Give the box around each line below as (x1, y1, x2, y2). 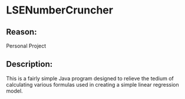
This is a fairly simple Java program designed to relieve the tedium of (6, 74, 174, 82)
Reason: (6, 27, 37, 37)
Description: (6, 59, 53, 69)
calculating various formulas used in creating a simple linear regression (6, 81, 179, 88)
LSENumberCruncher (6, 4, 114, 17)
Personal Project (6, 42, 47, 49)
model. (6, 87, 23, 94)
